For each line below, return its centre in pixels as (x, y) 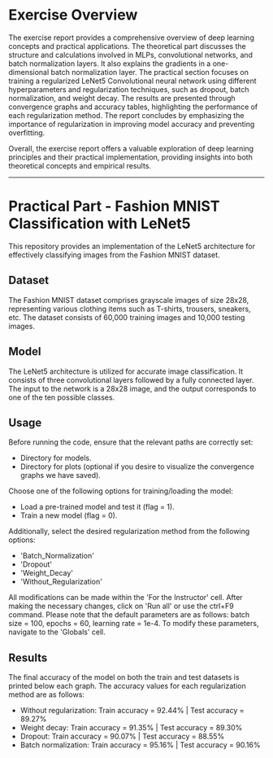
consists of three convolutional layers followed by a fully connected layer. (131, 379)
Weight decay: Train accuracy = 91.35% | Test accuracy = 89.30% (131, 728)
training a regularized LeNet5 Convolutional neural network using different (132, 81)
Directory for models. (56, 458)
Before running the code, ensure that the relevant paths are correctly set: (131, 442)
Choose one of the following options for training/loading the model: (121, 491)
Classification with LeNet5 (100, 223)
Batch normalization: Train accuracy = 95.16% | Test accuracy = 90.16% (140, 745)
